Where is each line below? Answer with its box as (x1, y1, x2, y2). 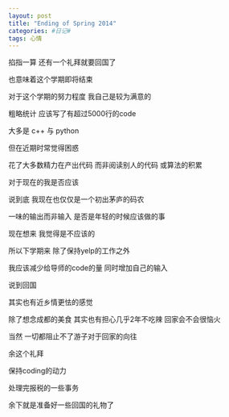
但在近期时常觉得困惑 (8, 143, 79, 153)
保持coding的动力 (8, 366, 67, 376)
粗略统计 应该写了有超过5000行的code (8, 109, 137, 119)
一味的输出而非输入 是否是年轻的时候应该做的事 (8, 211, 166, 222)
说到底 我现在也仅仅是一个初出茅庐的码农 (8, 194, 145, 204)
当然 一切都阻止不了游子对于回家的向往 (8, 332, 137, 341)
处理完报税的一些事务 (8, 383, 79, 393)
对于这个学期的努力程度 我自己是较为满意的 (8, 92, 151, 102)
